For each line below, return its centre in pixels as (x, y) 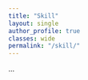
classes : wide (32, 38)
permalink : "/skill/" (44, 46)
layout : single (34, 23)
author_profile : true (44, 31)
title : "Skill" (34, 16)
